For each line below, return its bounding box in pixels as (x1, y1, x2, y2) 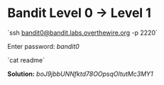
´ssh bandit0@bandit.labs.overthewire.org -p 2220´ (7, 28, 158, 37)
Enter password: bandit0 (7, 42, 80, 50)
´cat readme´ (7, 55, 45, 64)
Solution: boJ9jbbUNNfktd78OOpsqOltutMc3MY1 (7, 69, 153, 78)
